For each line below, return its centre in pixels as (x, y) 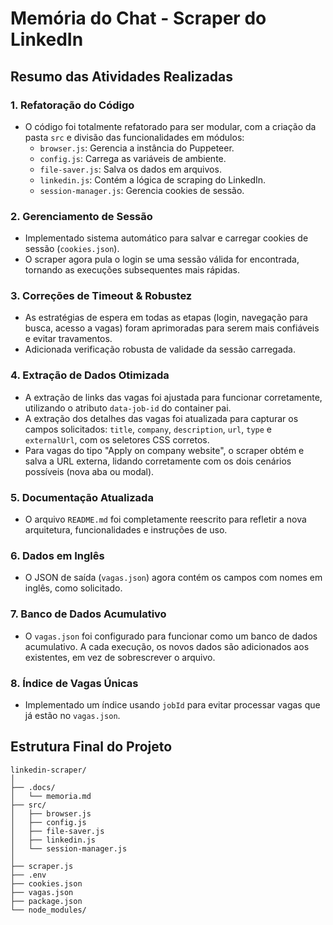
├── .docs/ (33, 787)
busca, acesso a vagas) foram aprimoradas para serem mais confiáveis (172, 328)
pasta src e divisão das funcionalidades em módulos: (134, 137)
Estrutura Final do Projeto (91, 747)
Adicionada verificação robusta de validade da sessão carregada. (160, 349)
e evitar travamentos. (68, 339)
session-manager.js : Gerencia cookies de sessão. (142, 190)
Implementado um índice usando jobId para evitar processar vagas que (172, 704)
